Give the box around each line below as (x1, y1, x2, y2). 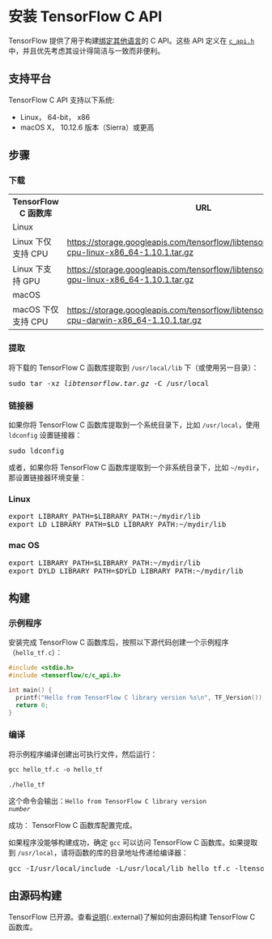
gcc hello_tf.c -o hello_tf (8, 765, 104, 774)
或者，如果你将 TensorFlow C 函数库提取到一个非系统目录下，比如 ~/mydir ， (8, 463, 264, 473)
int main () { (8, 686, 53, 694)
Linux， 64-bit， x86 (19, 112, 91, 122)
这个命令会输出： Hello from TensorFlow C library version (8, 795, 207, 805)
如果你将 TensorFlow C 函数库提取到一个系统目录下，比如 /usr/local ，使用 (8, 420, 261, 430)
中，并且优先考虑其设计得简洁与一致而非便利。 (8, 45, 164, 55)
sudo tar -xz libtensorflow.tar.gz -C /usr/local (8, 379, 210, 388)
